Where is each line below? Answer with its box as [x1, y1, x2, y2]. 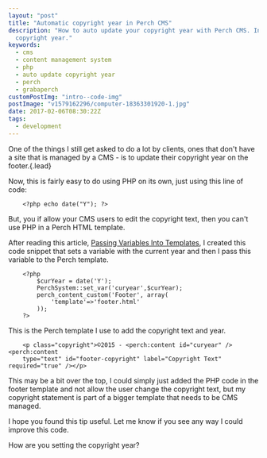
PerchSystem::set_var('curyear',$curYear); [37, 283, 183, 292]
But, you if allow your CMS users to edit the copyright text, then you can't [8, 214, 249, 223]
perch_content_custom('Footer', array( [37, 291, 169, 298]
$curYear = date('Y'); [37, 277, 112, 285]
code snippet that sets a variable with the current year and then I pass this [8, 246, 252, 256]
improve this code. [8, 425, 69, 434]
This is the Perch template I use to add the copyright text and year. [8, 325, 226, 335]
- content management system [15, 56, 112, 64]
